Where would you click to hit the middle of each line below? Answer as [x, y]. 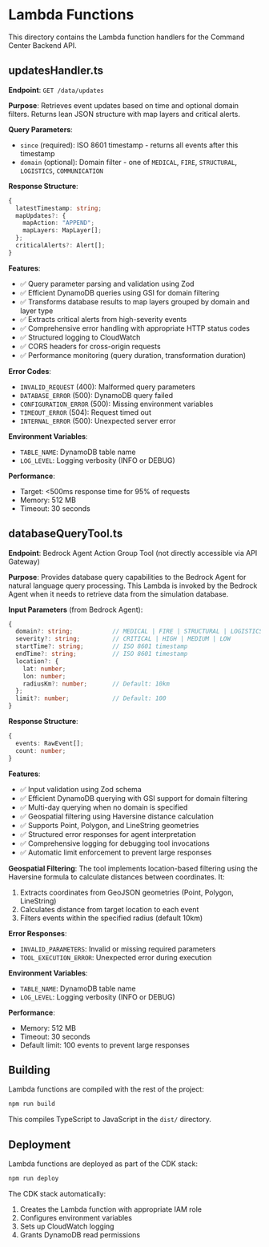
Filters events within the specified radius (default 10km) [111, 918]
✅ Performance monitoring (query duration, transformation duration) [133, 355]
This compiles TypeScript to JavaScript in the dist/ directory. [110, 1120]
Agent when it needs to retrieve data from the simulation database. [118, 593]
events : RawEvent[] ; [50, 743]
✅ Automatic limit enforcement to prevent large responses [116, 852]
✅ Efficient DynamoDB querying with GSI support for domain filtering [134, 798]
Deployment [40, 1144]
